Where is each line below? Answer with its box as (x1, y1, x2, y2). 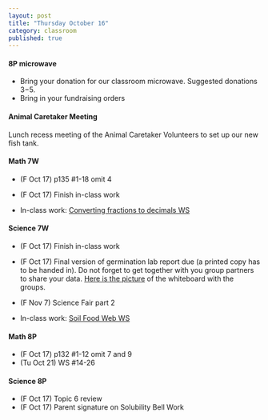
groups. (19, 282, 46, 292)
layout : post (8, 11, 52, 20)
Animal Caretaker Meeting (8, 112, 98, 122)
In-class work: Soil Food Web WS (19, 314, 130, 323)
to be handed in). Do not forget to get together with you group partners (19, 266, 254, 275)
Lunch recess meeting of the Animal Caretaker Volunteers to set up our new (8, 130, 258, 139)
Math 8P (8, 331, 38, 341)
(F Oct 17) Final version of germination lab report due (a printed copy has (19, 257, 261, 266)
